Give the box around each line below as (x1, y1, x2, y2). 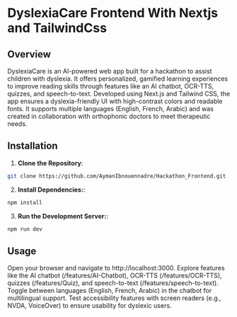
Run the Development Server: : (17, 212, 108, 220)
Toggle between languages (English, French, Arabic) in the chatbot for (7, 287, 212, 295)
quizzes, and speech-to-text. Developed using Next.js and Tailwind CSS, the (7, 90, 231, 98)
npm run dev (7, 225, 42, 233)
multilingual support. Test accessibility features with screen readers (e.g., (7, 294, 221, 302)
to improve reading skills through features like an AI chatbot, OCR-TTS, (7, 82, 214, 90)
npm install (7, 199, 42, 206)
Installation (7, 140, 58, 152)
